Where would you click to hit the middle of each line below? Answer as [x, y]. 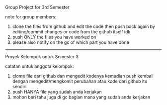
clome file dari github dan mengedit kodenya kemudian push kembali [83, 76]
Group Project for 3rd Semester [37, 7]
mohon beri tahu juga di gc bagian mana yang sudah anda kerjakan [81, 97]
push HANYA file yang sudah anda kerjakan [57, 92]
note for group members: [31, 17]
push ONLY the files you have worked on [54, 37]
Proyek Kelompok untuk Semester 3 [42, 56]
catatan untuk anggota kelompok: [40, 66]
